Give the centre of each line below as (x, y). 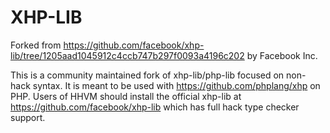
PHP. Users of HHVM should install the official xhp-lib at (126, 96)
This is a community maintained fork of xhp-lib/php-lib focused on (147, 75)
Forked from (36, 45)
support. (28, 117)
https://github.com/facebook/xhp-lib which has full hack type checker (155, 107)
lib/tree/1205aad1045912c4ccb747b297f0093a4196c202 (127, 55)
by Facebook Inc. (282, 55)
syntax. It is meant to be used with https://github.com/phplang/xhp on (176, 85)
